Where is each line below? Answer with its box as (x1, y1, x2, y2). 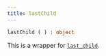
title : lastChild (7, 10, 57, 17)
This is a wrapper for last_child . (7, 41, 100, 49)
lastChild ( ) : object (7, 29, 75, 36)
